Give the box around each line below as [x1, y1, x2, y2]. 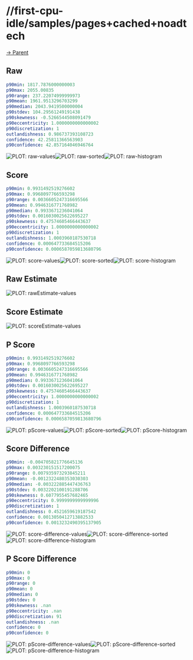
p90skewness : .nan [6, 602, 51, 609]
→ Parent [6, 48, 29, 56]
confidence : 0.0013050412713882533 [6, 515, 94, 520]
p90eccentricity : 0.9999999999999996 [6, 498, 99, 504]
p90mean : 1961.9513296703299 [6, 98, 78, 104]
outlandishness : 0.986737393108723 [6, 131, 94, 137]
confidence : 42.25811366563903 [6, 137, 83, 143]
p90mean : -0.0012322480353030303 [6, 475, 89, 481]
